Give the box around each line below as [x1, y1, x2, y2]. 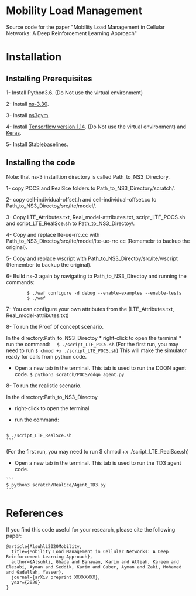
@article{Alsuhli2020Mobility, [6, 543, 82, 549]
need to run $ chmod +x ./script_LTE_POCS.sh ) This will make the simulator [6, 347, 187, 354]
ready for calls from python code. [6, 353, 87, 360]
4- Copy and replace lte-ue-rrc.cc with [6, 231, 100, 238]
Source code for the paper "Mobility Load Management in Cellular [6, 23, 165, 30]
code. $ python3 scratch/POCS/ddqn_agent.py [14, 370, 125, 377]
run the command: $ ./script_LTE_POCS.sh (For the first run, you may [6, 340, 178, 348]
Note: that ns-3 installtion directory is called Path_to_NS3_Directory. [6, 173, 170, 180]
